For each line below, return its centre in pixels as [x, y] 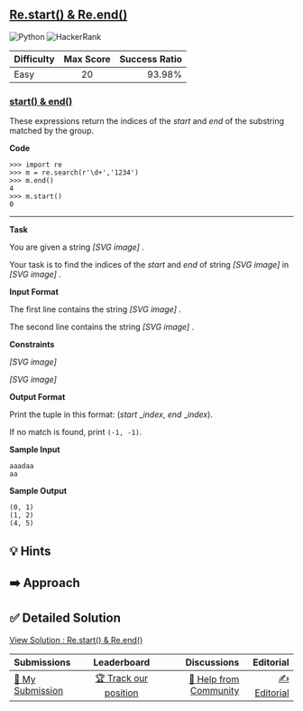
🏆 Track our [121, 678]
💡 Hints [30, 551]
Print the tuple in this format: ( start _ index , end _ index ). [111, 414]
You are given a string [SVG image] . [77, 247]
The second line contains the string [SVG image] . [102, 327]
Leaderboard [122, 662]
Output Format [37, 397]
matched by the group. [52, 131]
